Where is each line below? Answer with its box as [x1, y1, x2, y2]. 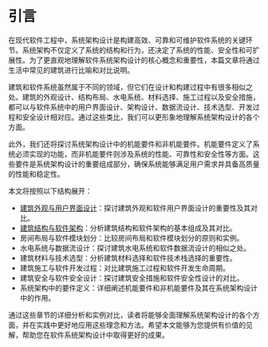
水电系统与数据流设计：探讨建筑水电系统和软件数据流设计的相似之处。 [19, 243, 251, 253]
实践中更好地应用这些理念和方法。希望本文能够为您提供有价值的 [35, 320, 246, 329]
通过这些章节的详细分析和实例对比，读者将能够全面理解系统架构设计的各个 [8, 309, 253, 320]
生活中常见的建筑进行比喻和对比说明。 [8, 65, 134, 74]
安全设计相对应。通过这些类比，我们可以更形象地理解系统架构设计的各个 [22, 112, 260, 122]
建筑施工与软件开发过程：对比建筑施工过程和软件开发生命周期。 [19, 263, 230, 273]
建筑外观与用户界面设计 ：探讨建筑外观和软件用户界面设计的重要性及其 [19, 203, 251, 213]
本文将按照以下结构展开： [8, 185, 93, 196]
